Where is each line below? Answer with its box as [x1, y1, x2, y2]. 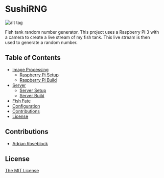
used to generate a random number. [5, 39, 78, 45]
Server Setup [19, 87, 47, 93]
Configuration [12, 103, 40, 109]
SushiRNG [5, 3, 47, 15]
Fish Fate [12, 98, 31, 104]
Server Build [19, 92, 45, 98]
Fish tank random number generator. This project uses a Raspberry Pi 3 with [5, 29, 159, 35]
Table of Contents [5, 54, 61, 62]
